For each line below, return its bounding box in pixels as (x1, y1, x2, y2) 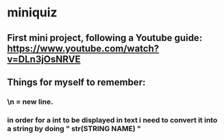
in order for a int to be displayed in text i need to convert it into (7, 115, 218, 124)
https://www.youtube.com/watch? (7, 42, 160, 54)
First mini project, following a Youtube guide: (7, 32, 203, 44)
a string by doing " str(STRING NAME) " (7, 124, 142, 133)
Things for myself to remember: (7, 76, 146, 88)
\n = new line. (7, 97, 53, 107)
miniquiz (7, 5, 58, 20)
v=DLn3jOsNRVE (7, 53, 81, 65)
